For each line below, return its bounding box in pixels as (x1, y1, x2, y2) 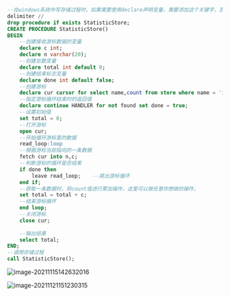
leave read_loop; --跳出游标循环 (31, 172, 130, 179)
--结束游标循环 (19, 198, 57, 205)
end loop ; (19, 205, 48, 212)
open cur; (19, 128, 48, 135)
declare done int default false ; (19, 76, 115, 84)
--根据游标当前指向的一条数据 (19, 147, 92, 154)
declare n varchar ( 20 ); (19, 52, 88, 58)
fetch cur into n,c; (19, 153, 78, 161)
